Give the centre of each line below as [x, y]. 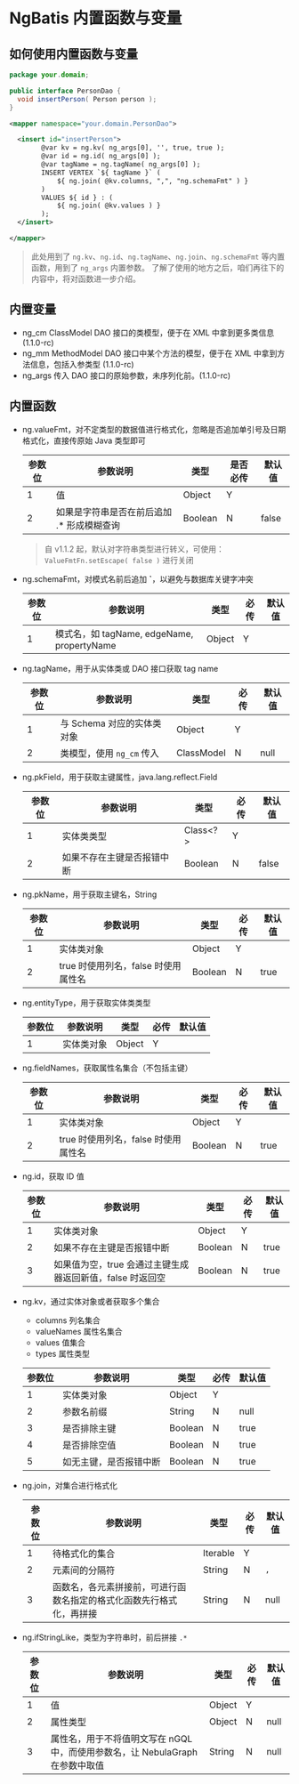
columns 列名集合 [68, 1320]
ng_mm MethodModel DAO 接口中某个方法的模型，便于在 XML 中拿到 [149, 353]
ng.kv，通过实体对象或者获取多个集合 [91, 1301]
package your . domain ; [49, 75]
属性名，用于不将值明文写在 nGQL [121, 1739]
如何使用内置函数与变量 [73, 54]
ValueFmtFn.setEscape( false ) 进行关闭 [119, 560]
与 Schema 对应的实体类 [111, 723]
